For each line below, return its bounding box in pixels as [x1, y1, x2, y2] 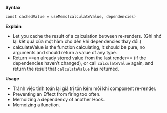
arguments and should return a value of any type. [12, 50, 117, 55]
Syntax [5, 5, 21, 10]
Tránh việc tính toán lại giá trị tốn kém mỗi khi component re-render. [12, 85, 157, 92]
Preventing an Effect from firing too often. [12, 91, 101, 97]
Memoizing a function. [12, 102, 60, 108]
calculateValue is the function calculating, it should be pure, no [12, 44, 145, 50]
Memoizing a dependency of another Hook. [12, 97, 105, 102]
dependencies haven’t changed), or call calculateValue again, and [12, 60, 154, 66]
